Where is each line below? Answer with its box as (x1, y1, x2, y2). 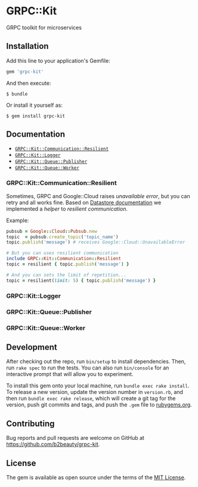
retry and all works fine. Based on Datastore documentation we (6, 199, 162, 206)
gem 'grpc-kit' (6, 69, 44, 75)
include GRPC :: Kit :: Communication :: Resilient (6, 255, 121, 262)
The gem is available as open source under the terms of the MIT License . (6, 473, 186, 481)
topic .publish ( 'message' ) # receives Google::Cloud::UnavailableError (6, 239, 185, 245)
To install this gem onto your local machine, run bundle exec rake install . (6, 382, 190, 389)
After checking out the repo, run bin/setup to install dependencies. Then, (6, 358, 186, 365)
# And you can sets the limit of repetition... (6, 272, 127, 278)
